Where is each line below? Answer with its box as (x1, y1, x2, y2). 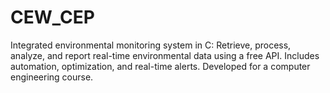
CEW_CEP (10, 6, 95, 29)
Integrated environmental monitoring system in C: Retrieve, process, (10, 39, 292, 51)
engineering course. (10, 71, 94, 83)
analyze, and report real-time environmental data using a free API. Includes (10, 49, 320, 61)
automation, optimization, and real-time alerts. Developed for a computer (10, 60, 311, 72)
